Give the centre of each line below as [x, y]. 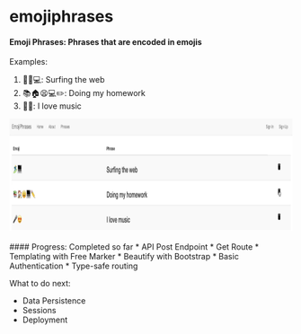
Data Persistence [54, 301]
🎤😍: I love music [52, 106]
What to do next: [40, 284]
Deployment [45, 320]
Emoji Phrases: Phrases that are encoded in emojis [106, 41]
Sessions [39, 311]
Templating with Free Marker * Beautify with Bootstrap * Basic [124, 257]
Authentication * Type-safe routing [74, 266]
